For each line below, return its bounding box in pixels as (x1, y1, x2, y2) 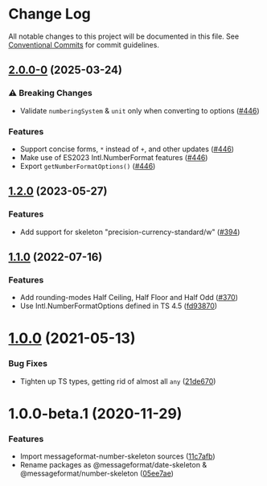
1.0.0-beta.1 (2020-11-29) (8, 404, 183, 422)
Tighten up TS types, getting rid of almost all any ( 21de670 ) (19, 376, 216, 386)
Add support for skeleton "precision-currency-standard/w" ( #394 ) (19, 227, 240, 237)
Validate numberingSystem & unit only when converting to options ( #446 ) (19, 105, 260, 115)
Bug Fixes (8, 358, 48, 369)
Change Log (8, 5, 91, 23)
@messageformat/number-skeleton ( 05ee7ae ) (19, 468, 175, 479)
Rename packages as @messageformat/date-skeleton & (19, 460, 207, 470)
